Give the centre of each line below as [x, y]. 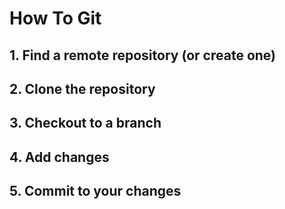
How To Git [55, 18]
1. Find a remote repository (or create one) [142, 55]
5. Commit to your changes [95, 191]
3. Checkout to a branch [85, 123]
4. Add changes [59, 157]
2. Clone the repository [82, 88]
